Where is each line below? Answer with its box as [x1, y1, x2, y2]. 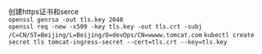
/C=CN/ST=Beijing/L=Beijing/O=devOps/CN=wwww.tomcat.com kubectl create [8, 31, 255, 39]
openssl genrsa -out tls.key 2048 [8, 16, 124, 24]
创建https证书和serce [8, 7, 79, 16]
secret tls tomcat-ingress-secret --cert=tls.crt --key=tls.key [8, 38, 228, 46]
